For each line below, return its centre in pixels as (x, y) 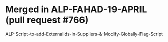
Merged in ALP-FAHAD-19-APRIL (76, 9)
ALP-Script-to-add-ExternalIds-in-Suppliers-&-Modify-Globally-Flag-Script (84, 34)
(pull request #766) (47, 20)
